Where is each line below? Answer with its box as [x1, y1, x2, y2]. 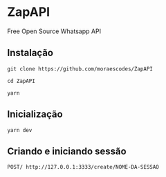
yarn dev [7, 127, 33, 133]
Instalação [7, 47, 54, 59]
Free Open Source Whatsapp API [7, 27, 102, 35]
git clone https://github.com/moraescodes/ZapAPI [7, 65, 154, 73]
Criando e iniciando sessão [7, 145, 127, 157]
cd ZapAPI [7, 77, 36, 84]
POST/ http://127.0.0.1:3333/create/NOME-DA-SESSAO [7, 164, 159, 171]
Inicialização [7, 109, 64, 120]
